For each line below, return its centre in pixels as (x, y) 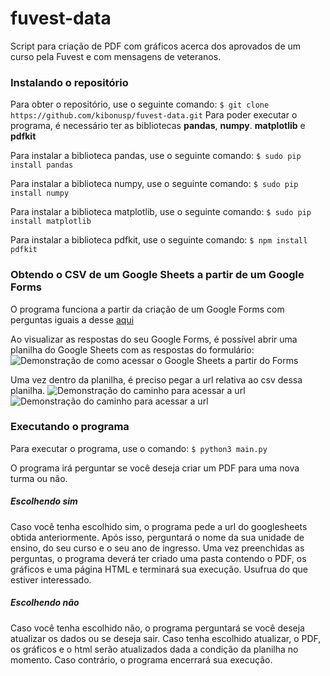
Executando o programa (70, 427)
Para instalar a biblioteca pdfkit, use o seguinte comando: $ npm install (159, 240)
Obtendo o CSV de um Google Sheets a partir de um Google (157, 275)
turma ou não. (39, 478)
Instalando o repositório (69, 82)
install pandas (42, 165)
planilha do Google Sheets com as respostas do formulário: (132, 349)
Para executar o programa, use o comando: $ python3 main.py (139, 448)
